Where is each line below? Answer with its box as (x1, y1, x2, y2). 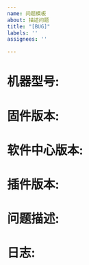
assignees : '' (7, 36, 48, 43)
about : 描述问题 (7, 17, 49, 24)
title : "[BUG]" (7, 23, 51, 30)
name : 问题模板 (7, 10, 47, 17)
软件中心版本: (7, 143, 84, 158)
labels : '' (7, 29, 38, 37)
